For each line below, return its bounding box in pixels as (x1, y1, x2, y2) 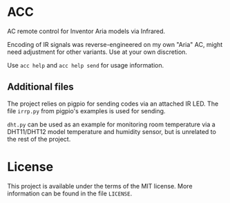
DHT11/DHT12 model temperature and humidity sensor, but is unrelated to (7, 127, 216, 135)
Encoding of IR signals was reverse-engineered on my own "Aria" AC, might (7, 40, 223, 48)
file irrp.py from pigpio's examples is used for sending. (7, 106, 166, 115)
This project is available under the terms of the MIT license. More (7, 182, 193, 190)
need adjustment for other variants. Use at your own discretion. (7, 48, 188, 56)
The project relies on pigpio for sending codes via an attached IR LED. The (7, 99, 219, 108)
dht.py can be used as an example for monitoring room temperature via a (7, 120, 215, 128)
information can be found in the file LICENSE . (7, 189, 133, 197)
